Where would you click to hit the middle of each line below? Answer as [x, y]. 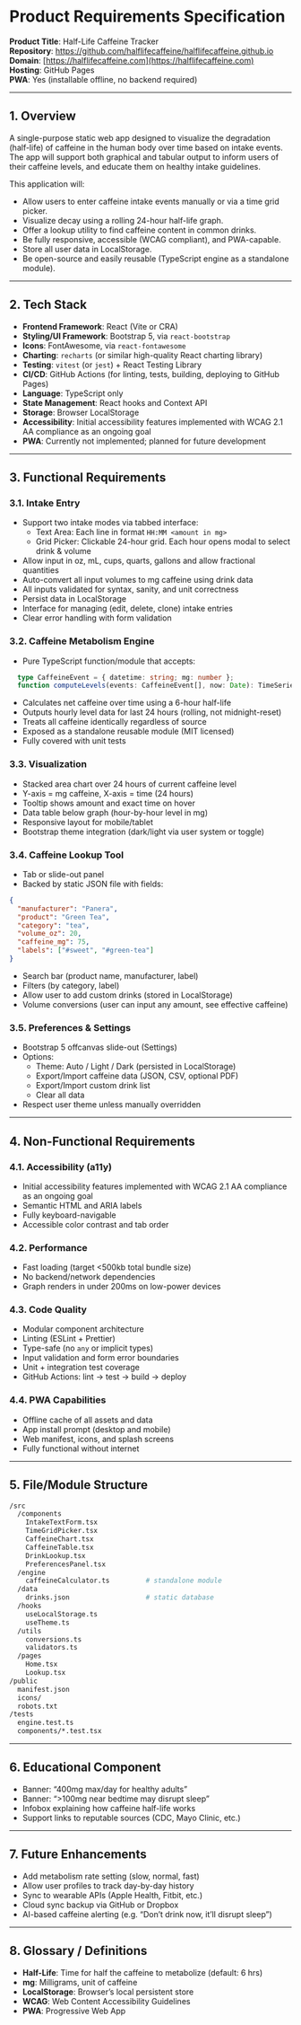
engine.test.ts [46, 1723]
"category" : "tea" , [54, 925]
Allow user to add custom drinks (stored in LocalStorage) [127, 995]
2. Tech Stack [48, 305]
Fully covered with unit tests [74, 741]
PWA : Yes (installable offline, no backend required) [103, 79]
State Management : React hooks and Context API [115, 402]
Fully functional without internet [81, 1448]
